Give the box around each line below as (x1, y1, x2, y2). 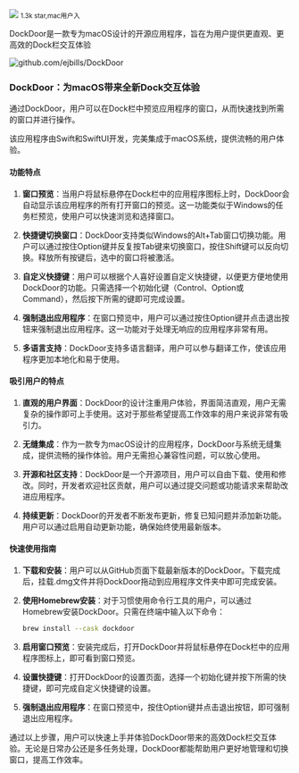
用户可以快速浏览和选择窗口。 (69, 210, 179, 222)
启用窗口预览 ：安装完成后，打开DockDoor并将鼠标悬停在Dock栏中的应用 (21, 641, 290, 651)
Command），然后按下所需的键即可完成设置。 (21, 293, 190, 304)
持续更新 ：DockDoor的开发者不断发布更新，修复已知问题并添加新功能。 (21, 509, 287, 521)
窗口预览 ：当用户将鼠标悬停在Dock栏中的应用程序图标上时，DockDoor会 (21, 188, 290, 199)
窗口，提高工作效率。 (9, 754, 87, 765)
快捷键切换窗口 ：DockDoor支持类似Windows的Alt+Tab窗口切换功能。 (21, 230, 278, 240)
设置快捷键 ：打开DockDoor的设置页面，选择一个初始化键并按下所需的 (21, 671, 279, 682)
